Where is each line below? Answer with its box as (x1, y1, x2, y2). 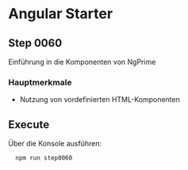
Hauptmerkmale (8, 77, 72, 88)
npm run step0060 (15, 154, 73, 162)
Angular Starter (8, 5, 113, 23)
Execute (8, 118, 50, 131)
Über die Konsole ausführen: (8, 139, 102, 149)
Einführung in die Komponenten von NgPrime (8, 57, 156, 66)
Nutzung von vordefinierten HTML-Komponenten (19, 95, 180, 104)
